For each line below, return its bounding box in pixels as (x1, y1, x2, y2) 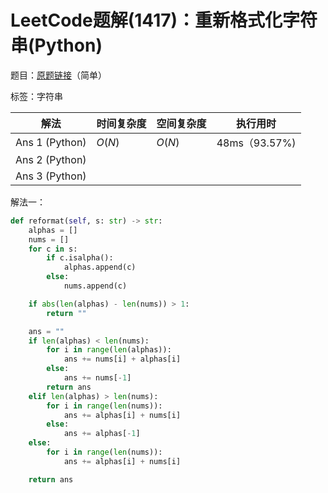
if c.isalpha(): (46, 253, 114, 263)
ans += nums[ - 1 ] (63, 373, 132, 383)
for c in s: (28, 244, 78, 254)
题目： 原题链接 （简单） (10, 69, 107, 81)
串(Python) (10, 34, 103, 57)
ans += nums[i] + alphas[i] (63, 354, 182, 365)
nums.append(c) (63, 281, 128, 291)
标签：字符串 (10, 90, 63, 102)
